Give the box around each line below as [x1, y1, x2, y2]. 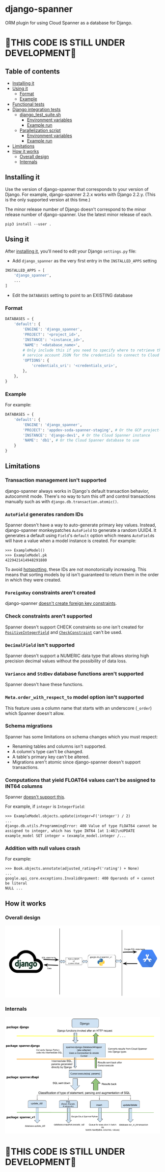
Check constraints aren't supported [5, 613, 92, 620]
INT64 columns [5, 783, 43, 790]
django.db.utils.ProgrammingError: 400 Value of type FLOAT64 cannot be [5, 824, 157, 829]
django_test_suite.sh [19, 111, 61, 117]
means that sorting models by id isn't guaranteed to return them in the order [5, 572, 159, 578]
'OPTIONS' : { [23, 358, 50, 363]
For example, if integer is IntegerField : [5, 804, 85, 809]
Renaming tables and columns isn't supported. [12, 743, 107, 749]
